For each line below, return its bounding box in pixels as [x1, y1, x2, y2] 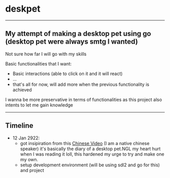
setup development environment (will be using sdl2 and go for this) [20, 162, 160, 168]
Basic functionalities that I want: [5, 60, 72, 66]
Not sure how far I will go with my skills [5, 51, 87, 57]
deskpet [5, 3, 40, 15]
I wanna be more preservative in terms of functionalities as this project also [5, 96, 162, 102]
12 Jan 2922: [12, 135, 40, 141]
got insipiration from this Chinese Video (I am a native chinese [20, 140, 150, 146]
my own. [20, 156, 38, 162]
